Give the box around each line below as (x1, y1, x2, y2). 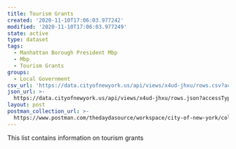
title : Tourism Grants (7, 10, 74, 17)
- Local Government (13, 75, 71, 83)
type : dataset (7, 36, 49, 43)
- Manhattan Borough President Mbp (13, 50, 118, 57)
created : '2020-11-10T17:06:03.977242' (7, 17, 124, 24)
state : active (7, 29, 49, 37)
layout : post (7, 101, 46, 108)
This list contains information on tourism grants (7, 134, 144, 142)
